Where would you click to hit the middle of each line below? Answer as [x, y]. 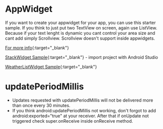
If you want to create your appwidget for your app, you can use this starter [81, 23]
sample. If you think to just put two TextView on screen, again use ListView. [81, 27]
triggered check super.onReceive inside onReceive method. [73, 121]
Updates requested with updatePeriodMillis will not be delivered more [82, 100]
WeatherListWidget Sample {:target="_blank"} [51, 67]
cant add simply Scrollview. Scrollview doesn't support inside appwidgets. [80, 38]
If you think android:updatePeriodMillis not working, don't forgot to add [84, 110]
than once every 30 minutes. [41, 105]
